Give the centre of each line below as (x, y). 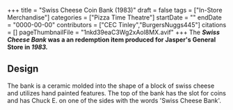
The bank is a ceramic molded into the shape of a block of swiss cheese (111, 86)
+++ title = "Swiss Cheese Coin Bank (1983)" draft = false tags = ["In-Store (115, 10)
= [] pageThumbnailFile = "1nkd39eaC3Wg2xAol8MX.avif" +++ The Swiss (114, 32)
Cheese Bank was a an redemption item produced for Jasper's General (112, 40)
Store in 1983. (28, 47)
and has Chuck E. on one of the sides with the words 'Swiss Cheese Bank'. (114, 100)
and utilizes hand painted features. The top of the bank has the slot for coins (116, 93)
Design (23, 69)
